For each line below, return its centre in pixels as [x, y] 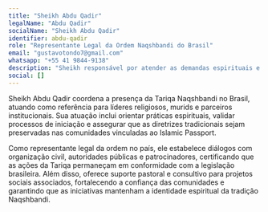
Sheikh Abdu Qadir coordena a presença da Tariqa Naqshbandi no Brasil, [129, 98]
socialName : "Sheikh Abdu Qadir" [64, 31]
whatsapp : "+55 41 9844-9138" [59, 61]
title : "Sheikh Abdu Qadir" [55, 16]
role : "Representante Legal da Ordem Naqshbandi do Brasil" [111, 46]
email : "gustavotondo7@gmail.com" [66, 53]
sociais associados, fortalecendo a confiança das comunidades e [116, 182]
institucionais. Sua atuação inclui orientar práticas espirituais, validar [122, 115]
